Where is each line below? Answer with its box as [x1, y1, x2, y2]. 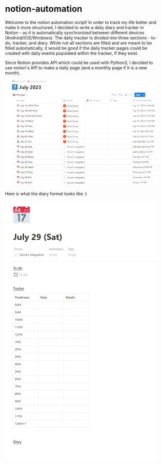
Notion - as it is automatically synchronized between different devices [5, 30, 145, 35]
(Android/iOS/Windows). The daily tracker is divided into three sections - [5, 35, 150, 41]
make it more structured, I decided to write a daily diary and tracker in [5, 24, 144, 30]
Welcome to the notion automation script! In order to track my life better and [5, 19, 157, 25]
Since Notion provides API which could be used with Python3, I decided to [5, 60, 153, 65]
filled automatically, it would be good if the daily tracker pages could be [5, 45, 147, 51]
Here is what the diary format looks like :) [5, 190, 87, 197]
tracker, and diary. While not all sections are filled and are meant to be [12, 40, 152, 46]
